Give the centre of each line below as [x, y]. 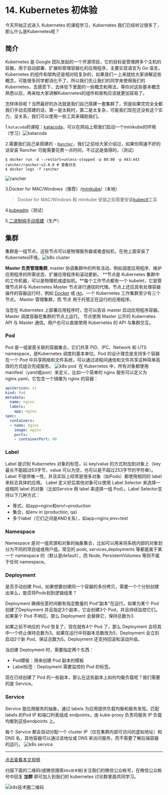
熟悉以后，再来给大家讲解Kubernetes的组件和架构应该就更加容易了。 [76, 93]
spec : [11, 416]
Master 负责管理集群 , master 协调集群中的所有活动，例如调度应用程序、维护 [83, 268]
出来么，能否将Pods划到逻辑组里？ [41, 593]
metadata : [15, 397]
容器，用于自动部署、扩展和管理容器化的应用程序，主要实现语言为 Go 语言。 [84, 68]
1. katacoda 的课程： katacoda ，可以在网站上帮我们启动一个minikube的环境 [80, 127]
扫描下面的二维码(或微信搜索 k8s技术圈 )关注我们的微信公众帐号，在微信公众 [81, 770]
